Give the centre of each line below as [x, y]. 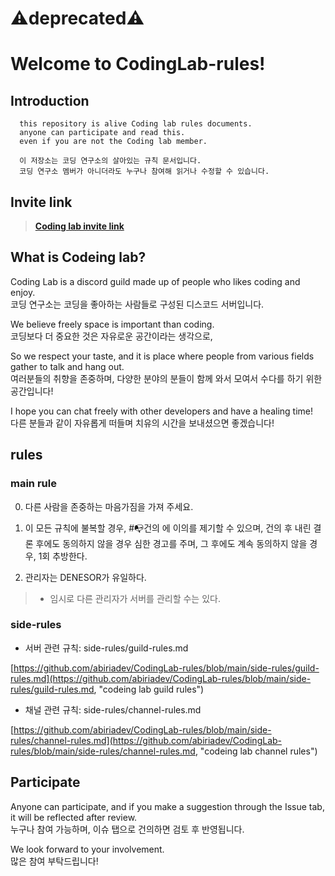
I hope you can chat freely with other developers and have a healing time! [162, 411]
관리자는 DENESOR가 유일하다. [85, 577]
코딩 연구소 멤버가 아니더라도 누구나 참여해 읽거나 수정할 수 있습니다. [144, 172]
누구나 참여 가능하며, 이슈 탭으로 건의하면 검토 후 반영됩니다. [127, 829]
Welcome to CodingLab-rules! [138, 64]
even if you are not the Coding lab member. [113, 142]
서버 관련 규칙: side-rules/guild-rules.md [106, 648]
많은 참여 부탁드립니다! [54, 861]
